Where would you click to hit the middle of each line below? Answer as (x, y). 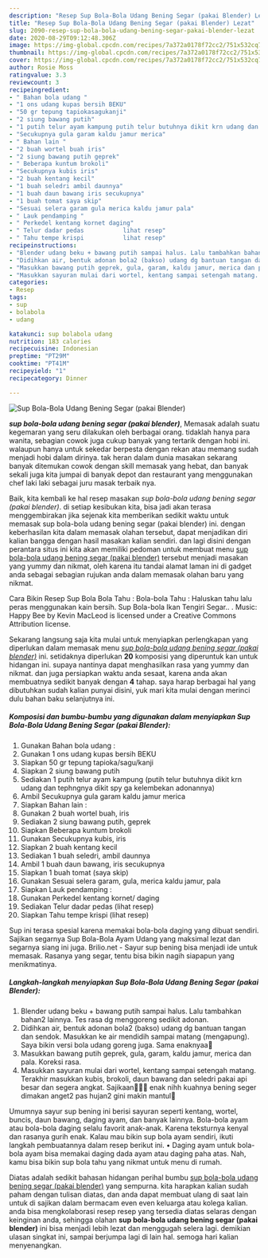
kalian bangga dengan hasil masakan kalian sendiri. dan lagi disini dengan (130, 541)
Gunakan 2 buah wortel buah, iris (75, 813)
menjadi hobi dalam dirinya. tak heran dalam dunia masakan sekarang (123, 457)
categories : (29, 283)
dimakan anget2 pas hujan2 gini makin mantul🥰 (98, 1095)
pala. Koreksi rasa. (51, 1062)
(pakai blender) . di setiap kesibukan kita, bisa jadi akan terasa (110, 506)
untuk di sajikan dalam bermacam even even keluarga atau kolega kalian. (129, 1203)
